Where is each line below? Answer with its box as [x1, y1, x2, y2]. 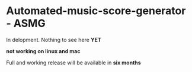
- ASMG [6, 17, 46, 30]
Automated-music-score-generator [6, 4, 186, 18]
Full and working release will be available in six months [6, 59, 141, 66]
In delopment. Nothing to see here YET [6, 36, 102, 43]
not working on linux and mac [6, 47, 81, 54]
